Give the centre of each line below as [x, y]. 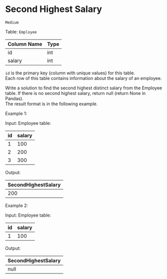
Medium [12, 22]
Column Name [25, 44]
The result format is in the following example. [52, 104]
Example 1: [16, 113]
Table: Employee [21, 31]
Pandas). [14, 98]
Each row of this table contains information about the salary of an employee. [83, 78]
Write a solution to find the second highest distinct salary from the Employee [84, 88]
